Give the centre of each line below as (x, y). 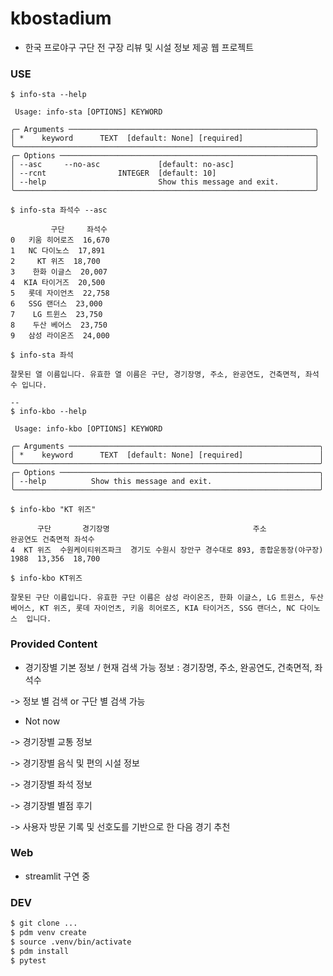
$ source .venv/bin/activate (71, 942)
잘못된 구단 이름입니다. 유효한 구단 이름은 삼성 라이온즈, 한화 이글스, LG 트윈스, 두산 (167, 598)
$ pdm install (40, 951)
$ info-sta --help (48, 95)
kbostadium (61, 18)
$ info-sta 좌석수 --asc (59, 210)
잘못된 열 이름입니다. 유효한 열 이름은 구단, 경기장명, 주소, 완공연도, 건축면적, (156, 375)
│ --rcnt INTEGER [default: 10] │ (165, 173)
